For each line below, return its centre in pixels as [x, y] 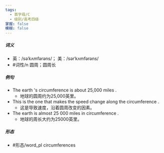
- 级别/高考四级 [24, 19]
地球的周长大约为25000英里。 [51, 119]
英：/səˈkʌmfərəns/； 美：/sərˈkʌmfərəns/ [55, 58]
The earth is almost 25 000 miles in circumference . [65, 113]
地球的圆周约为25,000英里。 [49, 96]
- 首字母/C [20, 14]
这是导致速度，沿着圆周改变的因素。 [57, 107]
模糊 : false [17, 28]
